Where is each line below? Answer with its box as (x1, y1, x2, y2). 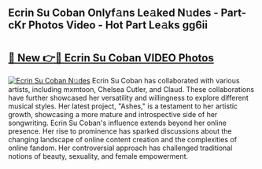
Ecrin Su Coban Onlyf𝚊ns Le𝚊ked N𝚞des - (8, 6, 219, 20)
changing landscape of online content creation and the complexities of (8, 135, 238, 144)
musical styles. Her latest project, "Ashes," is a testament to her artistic (8, 101, 238, 111)
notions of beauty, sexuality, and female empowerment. (8, 152, 189, 160)
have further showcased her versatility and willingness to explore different (8, 94, 249, 102)
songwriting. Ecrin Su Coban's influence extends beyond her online (8, 118, 227, 127)
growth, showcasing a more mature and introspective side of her (8, 110, 218, 119)
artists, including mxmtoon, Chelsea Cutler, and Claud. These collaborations (8, 85, 254, 94)
